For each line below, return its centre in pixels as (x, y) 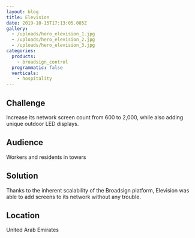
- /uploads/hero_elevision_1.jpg (53, 34)
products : (24, 56)
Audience (25, 142)
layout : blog (22, 12)
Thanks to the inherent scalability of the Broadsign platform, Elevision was (98, 190)
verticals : (25, 73)
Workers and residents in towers (46, 157)
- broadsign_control (43, 62)
